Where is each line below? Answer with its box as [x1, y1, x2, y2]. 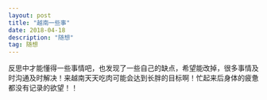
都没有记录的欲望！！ [8, 83, 78, 93]
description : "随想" [8, 33, 74, 42]
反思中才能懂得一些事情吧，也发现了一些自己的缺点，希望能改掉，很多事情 [8, 64, 252, 73]
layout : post [8, 11, 52, 20]
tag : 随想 [8, 41, 38, 49]
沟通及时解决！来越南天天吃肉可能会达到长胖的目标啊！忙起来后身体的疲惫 [14, 73, 259, 83]
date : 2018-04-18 [8, 26, 66, 34]
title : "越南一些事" [8, 19, 70, 27]
